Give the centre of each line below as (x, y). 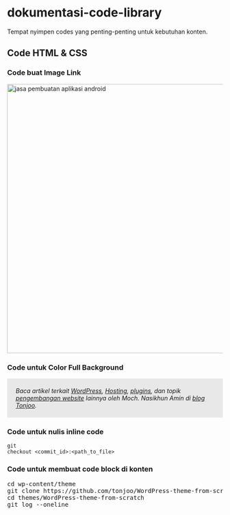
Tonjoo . (26, 405)
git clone (23, 491)
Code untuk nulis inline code (55, 431)
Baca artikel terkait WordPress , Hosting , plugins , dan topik (99, 391)
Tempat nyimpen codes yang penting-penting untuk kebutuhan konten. (107, 32)
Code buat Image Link (44, 73)
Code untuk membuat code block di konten (80, 469)
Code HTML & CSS (47, 53)
